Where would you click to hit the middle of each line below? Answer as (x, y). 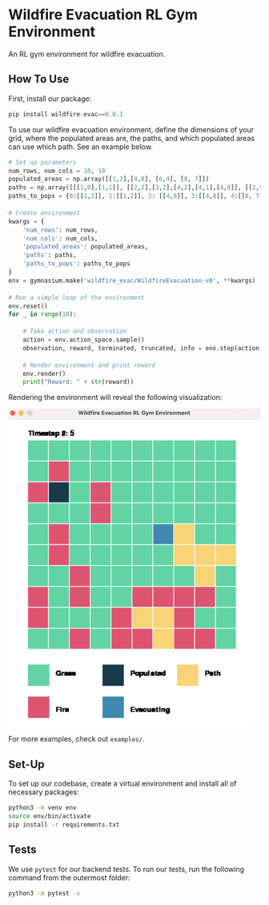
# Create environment (44, 213)
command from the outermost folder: (69, 877)
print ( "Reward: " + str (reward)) (78, 382)
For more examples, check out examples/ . (76, 739)
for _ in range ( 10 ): (43, 314)
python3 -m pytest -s (44, 893)
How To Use (39, 79)
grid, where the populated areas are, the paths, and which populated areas (131, 138)
